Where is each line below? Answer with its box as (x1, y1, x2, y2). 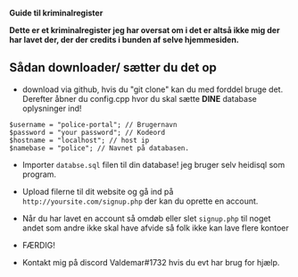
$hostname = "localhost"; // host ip (9, 136, 150, 145)
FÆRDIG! (21, 239, 56, 250)
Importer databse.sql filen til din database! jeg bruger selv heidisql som (21, 159, 286, 170)
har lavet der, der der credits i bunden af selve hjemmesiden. (9, 35, 239, 45)
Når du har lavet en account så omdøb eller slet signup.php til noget (21, 213, 271, 223)
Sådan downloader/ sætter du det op (9, 60, 217, 75)
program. (21, 169, 56, 180)
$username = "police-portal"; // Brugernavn (9, 120, 178, 129)
